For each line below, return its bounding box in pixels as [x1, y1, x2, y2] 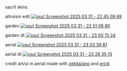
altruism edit [5, 14, 30, 19]
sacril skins [5, 4, 28, 10]
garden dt [5, 33, 25, 38]
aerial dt [5, 51, 22, 57]
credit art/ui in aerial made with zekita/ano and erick [5, 61, 110, 66]
